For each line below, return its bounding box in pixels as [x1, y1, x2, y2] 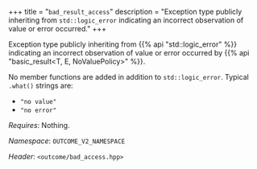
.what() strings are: [8, 80, 74, 90]
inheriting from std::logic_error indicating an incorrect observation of [8, 15, 244, 25]
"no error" [19, 106, 57, 114]
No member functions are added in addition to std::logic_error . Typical [8, 72, 250, 81]
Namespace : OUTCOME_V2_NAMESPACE [8, 136, 126, 146]
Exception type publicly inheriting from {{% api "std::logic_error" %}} [8, 39, 238, 49]
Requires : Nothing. [8, 121, 70, 130]
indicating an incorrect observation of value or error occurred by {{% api [8, 48, 250, 57]
